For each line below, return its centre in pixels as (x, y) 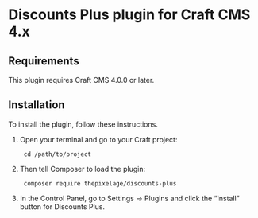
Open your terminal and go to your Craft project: (98, 139)
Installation (37, 105)
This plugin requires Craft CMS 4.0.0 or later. (81, 80)
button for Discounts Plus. (62, 206)
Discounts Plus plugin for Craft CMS (129, 15)
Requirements (44, 61)
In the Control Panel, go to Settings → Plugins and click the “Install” (129, 198)
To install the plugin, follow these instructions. (83, 124)
